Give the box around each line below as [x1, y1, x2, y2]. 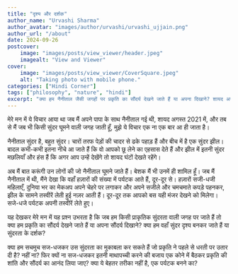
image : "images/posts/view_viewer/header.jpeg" [20, 50, 163, 57]
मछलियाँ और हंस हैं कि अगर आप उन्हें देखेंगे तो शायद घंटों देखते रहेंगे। [7, 153, 161, 161]
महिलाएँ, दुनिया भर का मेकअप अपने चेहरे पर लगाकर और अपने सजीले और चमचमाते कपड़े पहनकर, [7, 183, 225, 191]
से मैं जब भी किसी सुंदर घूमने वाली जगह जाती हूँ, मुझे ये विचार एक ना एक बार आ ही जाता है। [7, 123, 210, 131]
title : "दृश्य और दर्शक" [7, 10, 67, 18]
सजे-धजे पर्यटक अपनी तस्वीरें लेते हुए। [7, 199, 94, 207]
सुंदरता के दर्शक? [7, 229, 46, 237]
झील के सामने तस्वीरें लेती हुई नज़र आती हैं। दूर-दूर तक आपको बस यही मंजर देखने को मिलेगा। [7, 191, 218, 199]
